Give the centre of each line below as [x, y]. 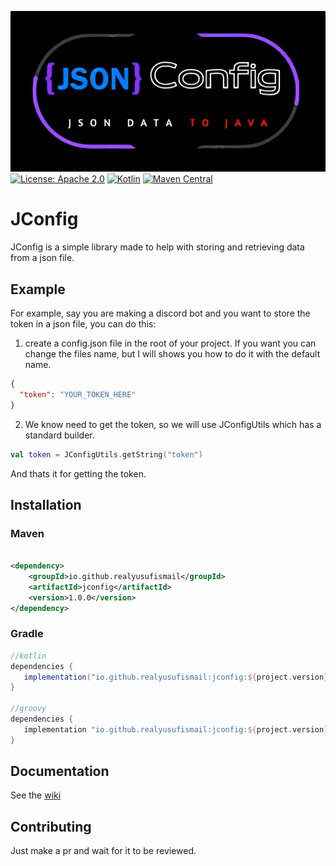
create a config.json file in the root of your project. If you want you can [170, 343]
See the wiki [36, 795]
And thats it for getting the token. [78, 473]
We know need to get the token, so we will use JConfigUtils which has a [173, 424]
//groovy [28, 709]
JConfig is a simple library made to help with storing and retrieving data [157, 247]
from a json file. [42, 258]
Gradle [27, 634]
